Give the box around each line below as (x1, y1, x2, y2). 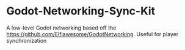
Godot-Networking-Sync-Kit (6, 4, 156, 18)
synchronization (6, 37, 47, 44)
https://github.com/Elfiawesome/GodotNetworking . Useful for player (6, 30, 179, 37)
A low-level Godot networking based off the (6, 24, 117, 31)
